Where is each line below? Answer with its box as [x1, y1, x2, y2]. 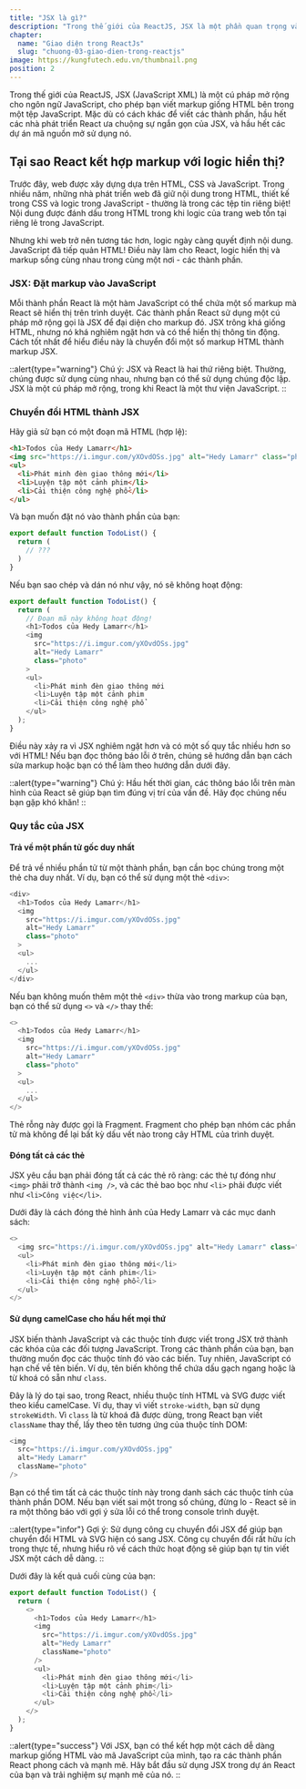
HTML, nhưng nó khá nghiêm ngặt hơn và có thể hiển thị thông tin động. [9, 326, 280, 337]
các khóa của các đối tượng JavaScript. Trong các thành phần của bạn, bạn [9, 1343, 294, 1354]
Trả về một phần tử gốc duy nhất [9, 842, 135, 853]
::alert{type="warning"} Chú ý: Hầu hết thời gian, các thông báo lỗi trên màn [9, 777, 296, 788]
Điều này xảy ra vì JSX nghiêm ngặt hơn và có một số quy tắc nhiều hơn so [9, 740, 291, 751]
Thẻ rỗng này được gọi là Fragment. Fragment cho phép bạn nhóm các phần [9, 1119, 296, 1130]
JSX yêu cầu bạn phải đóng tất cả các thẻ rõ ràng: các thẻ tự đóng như [9, 1170, 276, 1181]
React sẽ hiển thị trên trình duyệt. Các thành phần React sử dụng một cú [9, 307, 280, 318]
